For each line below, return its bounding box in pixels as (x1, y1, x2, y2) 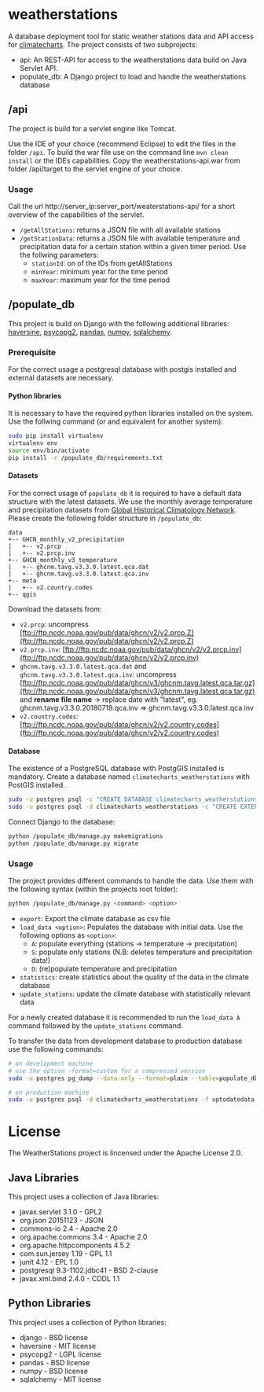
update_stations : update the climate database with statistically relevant (19, 989, 251, 998)
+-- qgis (8, 591, 37, 599)
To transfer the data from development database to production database (8, 1036, 243, 1045)
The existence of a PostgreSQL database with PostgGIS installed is (8, 764, 225, 773)
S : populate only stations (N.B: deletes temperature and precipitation (31, 947, 253, 957)
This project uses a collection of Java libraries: (8, 1192, 159, 1202)
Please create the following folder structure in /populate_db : (8, 513, 202, 523)
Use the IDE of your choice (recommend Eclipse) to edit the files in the (8, 139, 236, 149)
